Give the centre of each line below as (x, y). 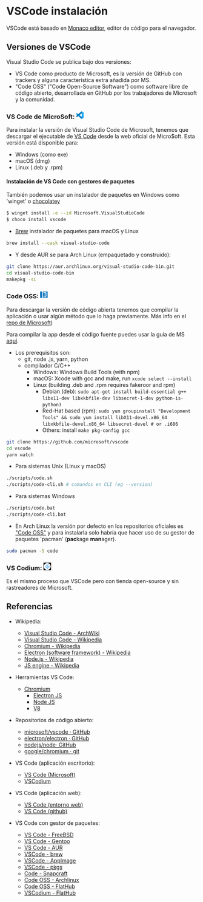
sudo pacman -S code (32, 551)
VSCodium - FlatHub (50, 893)
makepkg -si (21, 279)
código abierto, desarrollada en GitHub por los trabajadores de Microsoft (106, 93)
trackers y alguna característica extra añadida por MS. (83, 80)
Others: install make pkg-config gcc (86, 430)
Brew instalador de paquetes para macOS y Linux (77, 231)
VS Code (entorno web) (54, 805)
